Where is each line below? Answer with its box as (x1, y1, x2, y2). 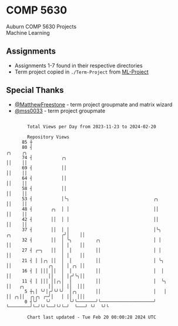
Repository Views (27, 134, 69, 140)
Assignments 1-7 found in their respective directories (14, 62, 143, 69)
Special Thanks (6, 85, 64, 95)
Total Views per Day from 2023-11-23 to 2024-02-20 (27, 124, 157, 129)
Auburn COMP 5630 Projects (6, 23, 77, 30)
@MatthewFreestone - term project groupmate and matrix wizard (14, 101, 173, 108)
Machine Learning (6, 29, 50, 36)
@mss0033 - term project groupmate (14, 107, 106, 114)
